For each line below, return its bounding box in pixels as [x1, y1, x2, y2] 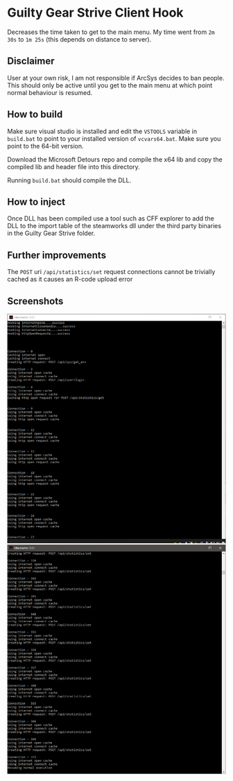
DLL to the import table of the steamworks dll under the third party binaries [7, 222, 222, 230]
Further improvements [7, 249, 106, 261]
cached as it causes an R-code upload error [7, 275, 133, 284]
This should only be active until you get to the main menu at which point [7, 81, 213, 89]
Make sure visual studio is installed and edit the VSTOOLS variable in [7, 127, 198, 135]
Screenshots [7, 295, 64, 307]
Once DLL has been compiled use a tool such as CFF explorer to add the [7, 214, 215, 223]
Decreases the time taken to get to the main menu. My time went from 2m [7, 28, 215, 36]
